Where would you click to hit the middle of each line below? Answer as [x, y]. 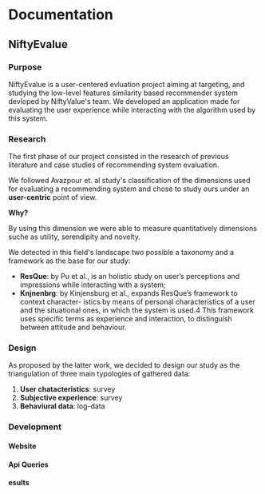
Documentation [61, 15]
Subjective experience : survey [71, 398]
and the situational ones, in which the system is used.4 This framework [136, 310]
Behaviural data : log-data [62, 406]
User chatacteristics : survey [67, 389]
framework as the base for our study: [69, 261]
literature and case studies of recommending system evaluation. [114, 165]
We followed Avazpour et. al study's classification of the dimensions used [129, 181]
